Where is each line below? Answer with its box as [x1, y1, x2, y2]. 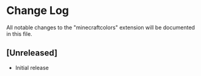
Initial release [15, 64, 49, 71]
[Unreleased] [6, 48, 58, 58]
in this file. [6, 30, 32, 37]
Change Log [6, 4, 69, 18]
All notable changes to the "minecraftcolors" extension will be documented [6, 24, 196, 31]
